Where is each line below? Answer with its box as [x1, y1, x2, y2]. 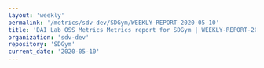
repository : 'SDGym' [8, 41, 76, 48]
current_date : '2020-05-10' [8, 48, 101, 55]
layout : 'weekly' [8, 11, 65, 20]
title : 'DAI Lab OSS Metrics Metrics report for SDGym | [8, 26, 199, 34]
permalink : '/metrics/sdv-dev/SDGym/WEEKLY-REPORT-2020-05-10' [8, 19, 220, 27]
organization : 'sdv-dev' [8, 33, 90, 41]
